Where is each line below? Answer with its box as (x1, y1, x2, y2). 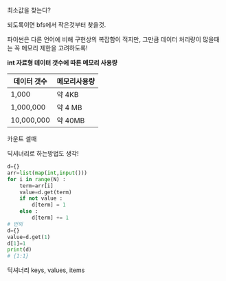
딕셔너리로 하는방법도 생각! (7, 149, 79, 157)
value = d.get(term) (19, 189, 72, 196)
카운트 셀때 (7, 135, 37, 143)
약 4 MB (56, 103, 82, 112)
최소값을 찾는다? (7, 6, 52, 14)
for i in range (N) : (7, 176, 67, 183)
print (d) (7, 247, 32, 253)
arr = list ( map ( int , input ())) (7, 169, 88, 176)
